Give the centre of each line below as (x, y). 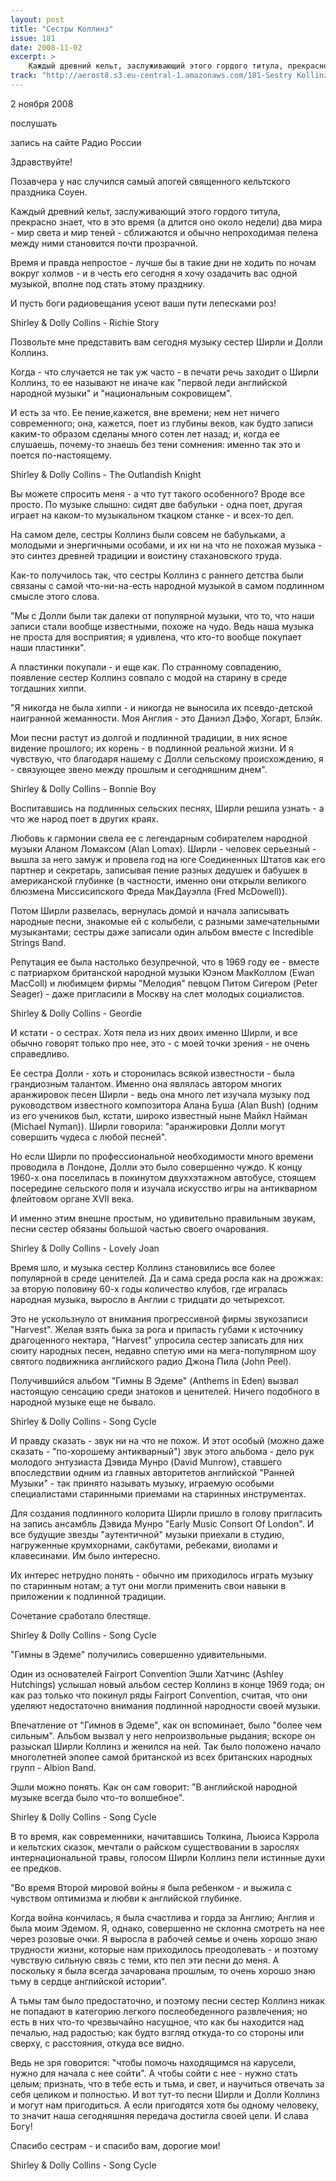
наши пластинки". (48, 647)
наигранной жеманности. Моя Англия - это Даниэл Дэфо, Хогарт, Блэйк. (166, 718)
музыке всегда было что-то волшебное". (97, 1797)
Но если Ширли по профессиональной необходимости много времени (162, 1156)
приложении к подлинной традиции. (88, 1596)
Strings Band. (38, 942)
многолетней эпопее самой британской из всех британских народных (161, 1757)
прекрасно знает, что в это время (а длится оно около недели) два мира (166, 222)
